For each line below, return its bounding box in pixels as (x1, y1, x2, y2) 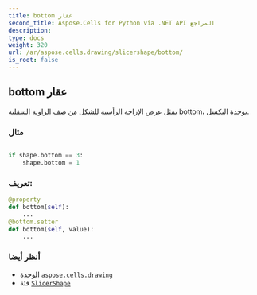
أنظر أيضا (8, 251, 41, 262)
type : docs (8, 33, 45, 42)
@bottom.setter (8, 218, 59, 226)
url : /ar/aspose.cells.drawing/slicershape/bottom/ (8, 49, 183, 56)
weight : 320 (8, 41, 48, 49)
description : (8, 26, 52, 34)
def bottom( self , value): (8, 225, 94, 233)
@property (8, 196, 41, 204)
